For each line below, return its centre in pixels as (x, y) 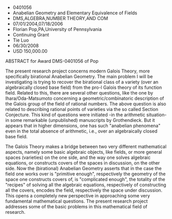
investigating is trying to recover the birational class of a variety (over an (82, 82)
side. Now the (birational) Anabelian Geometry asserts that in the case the (83, 168)
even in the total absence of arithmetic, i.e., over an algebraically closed (81, 131)
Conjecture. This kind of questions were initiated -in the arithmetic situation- (86, 115)
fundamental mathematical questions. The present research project (77, 201)
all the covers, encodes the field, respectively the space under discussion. (84, 190)
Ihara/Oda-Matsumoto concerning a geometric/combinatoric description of (85, 98)
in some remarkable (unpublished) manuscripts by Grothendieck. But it (80, 120)
